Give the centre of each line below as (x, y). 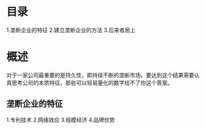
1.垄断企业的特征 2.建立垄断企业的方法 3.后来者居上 (71, 30)
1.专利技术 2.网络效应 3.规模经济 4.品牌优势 (61, 120)
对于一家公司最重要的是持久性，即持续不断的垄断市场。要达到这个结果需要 (100, 75)
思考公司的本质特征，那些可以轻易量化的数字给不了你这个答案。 (92, 83)
